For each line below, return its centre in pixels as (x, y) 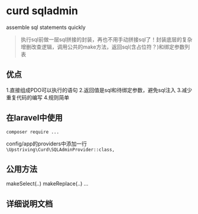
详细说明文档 (30, 204)
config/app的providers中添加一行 (47, 144)
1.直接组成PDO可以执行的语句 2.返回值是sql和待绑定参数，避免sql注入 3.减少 (99, 90)
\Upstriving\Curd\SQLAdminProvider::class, (61, 150)
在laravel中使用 (35, 118)
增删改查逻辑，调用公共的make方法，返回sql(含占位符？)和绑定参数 (103, 47)
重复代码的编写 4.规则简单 (38, 97)
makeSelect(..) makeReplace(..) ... (47, 184)
